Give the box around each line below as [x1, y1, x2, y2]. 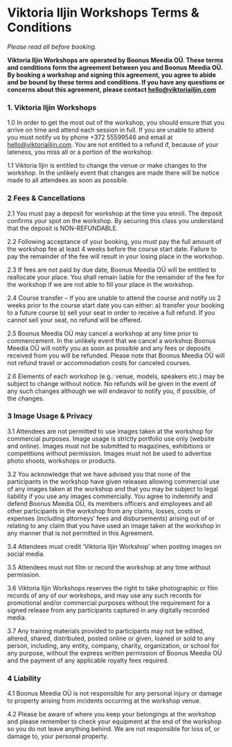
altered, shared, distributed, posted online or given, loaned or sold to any [7, 634, 215, 642]
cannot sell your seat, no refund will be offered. [7, 315, 143, 324]
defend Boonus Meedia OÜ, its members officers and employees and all [7, 499, 213, 507]
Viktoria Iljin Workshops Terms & [7, 5, 199, 21]
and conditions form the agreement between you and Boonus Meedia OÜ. [7, 63, 223, 71]
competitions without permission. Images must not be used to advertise [7, 449, 212, 457]
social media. [7, 550, 45, 558]
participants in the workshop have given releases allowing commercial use [7, 477, 220, 486]
